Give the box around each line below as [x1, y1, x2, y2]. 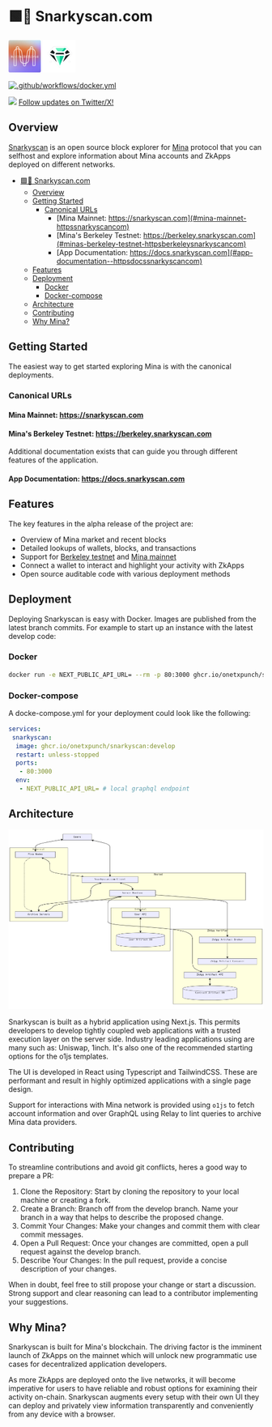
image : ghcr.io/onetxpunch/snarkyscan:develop [15, 742, 176, 750]
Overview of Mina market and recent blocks [19, 535, 167, 544]
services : [8, 725, 42, 733]
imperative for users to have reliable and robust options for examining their [8, 1383, 257, 1393]
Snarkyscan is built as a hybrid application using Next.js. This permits [8, 1017, 240, 1027]
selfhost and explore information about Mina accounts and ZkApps [8, 151, 231, 160]
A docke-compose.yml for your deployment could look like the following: [8, 708, 251, 718]
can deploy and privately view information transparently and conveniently [8, 1400, 254, 1410]
